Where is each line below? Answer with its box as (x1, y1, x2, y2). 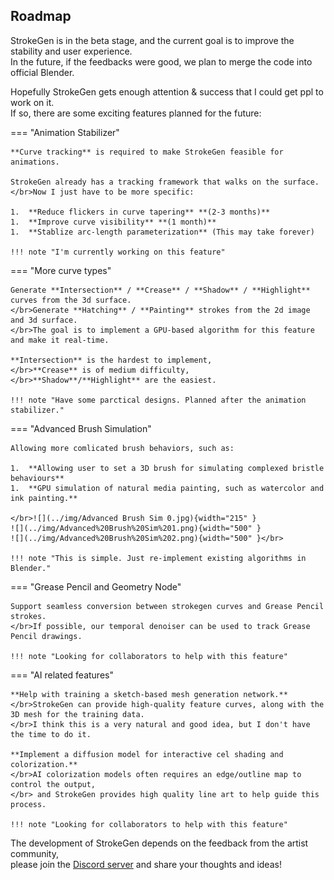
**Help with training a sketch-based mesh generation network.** (10, 689, 288, 699)
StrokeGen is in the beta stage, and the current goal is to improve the (10, 34, 295, 46)
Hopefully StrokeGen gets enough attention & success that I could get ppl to (10, 85, 324, 98)
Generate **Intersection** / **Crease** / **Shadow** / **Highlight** (10, 285, 311, 295)
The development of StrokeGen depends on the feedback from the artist (10, 837, 309, 849)
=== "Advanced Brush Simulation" (10, 422, 152, 434)
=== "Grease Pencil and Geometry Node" (10, 580, 182, 593)
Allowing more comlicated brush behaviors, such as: (10, 443, 235, 453)
